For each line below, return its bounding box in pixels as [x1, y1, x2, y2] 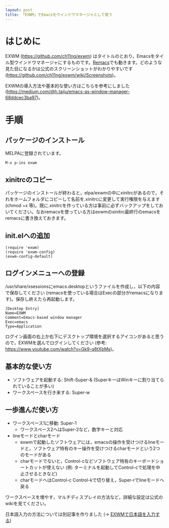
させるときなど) [24, 470, 58, 476]
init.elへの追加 [5, 231, 50, 240]
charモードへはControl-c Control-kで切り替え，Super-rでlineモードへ [20, 477, 164, 483]
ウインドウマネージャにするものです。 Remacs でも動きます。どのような [14, 59, 162, 66]
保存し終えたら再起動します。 [16, 296, 77, 302]
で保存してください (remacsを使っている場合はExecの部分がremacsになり [5, 290, 159, 296]
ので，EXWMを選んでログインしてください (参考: [5, 340, 107, 346]
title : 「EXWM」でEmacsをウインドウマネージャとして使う [5, 12, 112, 17]
